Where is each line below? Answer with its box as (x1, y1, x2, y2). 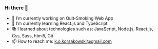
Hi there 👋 (4, 4, 29, 11)
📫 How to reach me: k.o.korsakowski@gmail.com (11, 38, 112, 44)
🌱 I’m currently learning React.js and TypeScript (11, 20, 108, 26)
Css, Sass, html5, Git (11, 33, 54, 39)
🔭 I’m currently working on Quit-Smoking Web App (11, 16, 114, 21)
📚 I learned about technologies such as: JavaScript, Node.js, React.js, (11, 26, 153, 32)
